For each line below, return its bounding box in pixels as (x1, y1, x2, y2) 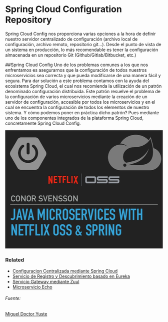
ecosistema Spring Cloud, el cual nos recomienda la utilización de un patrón (5, 83, 162, 89)
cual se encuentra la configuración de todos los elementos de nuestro (5, 104, 149, 110)
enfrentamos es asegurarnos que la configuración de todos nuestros (5, 67, 147, 73)
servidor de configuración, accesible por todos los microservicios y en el (5, 99, 155, 105)
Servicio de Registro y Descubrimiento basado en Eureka (12, 273, 130, 279)
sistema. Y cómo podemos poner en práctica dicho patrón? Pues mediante (5, 109, 159, 116)
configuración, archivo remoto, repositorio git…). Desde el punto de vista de (5, 41, 161, 47)
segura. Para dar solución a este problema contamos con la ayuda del (5, 78, 149, 84)
